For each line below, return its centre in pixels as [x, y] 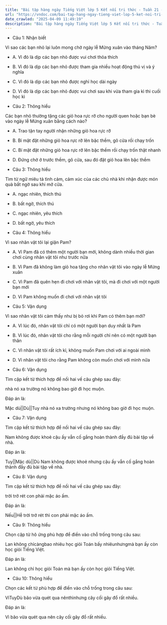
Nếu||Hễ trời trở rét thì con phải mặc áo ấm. [49, 515]
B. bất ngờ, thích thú [33, 204]
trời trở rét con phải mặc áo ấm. [37, 496]
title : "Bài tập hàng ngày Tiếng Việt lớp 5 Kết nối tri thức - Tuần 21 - [84, 10]
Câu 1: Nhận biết [29, 38]
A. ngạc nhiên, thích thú [37, 194]
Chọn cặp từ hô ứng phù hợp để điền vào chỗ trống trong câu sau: [73, 535]
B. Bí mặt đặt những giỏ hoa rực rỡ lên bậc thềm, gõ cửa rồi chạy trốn [83, 140]
